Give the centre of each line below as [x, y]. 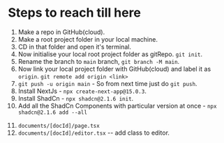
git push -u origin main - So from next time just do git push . [107, 83]
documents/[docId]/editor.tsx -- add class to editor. [94, 133]
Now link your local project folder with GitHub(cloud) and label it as [114, 69]
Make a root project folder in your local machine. [88, 39]
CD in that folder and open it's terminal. [75, 47]
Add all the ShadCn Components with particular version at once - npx [117, 106]
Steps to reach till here [75, 13]
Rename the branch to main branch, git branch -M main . [99, 61]
